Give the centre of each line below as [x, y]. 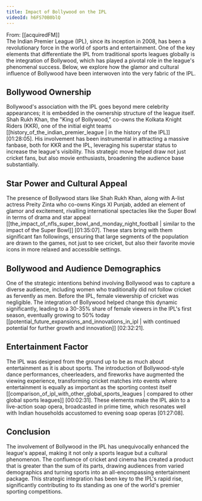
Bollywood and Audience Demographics [84, 269]
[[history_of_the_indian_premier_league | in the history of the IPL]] [88, 132]
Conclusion [28, 432]
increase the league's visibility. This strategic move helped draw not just [96, 152]
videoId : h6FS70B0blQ [34, 18]
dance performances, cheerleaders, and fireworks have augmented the [95, 374]
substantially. [23, 164]
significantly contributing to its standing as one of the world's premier [93, 485]
